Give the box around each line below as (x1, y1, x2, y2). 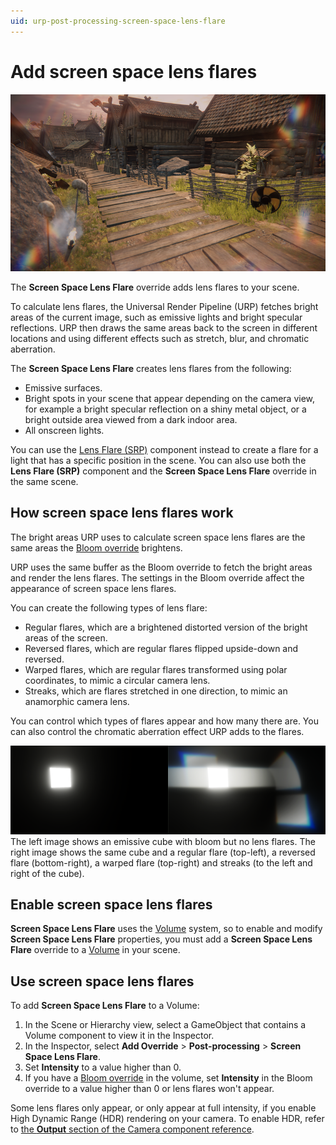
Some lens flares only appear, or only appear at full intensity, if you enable (10, 1102, 317, 1114)
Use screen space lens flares (10, 973, 195, 990)
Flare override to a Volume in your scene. (10, 944, 181, 956)
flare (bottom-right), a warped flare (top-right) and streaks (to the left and (10, 856, 313, 869)
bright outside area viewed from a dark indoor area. (24, 413, 238, 425)
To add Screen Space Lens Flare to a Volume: (10, 1000, 200, 1012)
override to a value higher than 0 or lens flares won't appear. (24, 1083, 275, 1095)
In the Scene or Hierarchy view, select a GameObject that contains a (24, 1019, 307, 1031)
